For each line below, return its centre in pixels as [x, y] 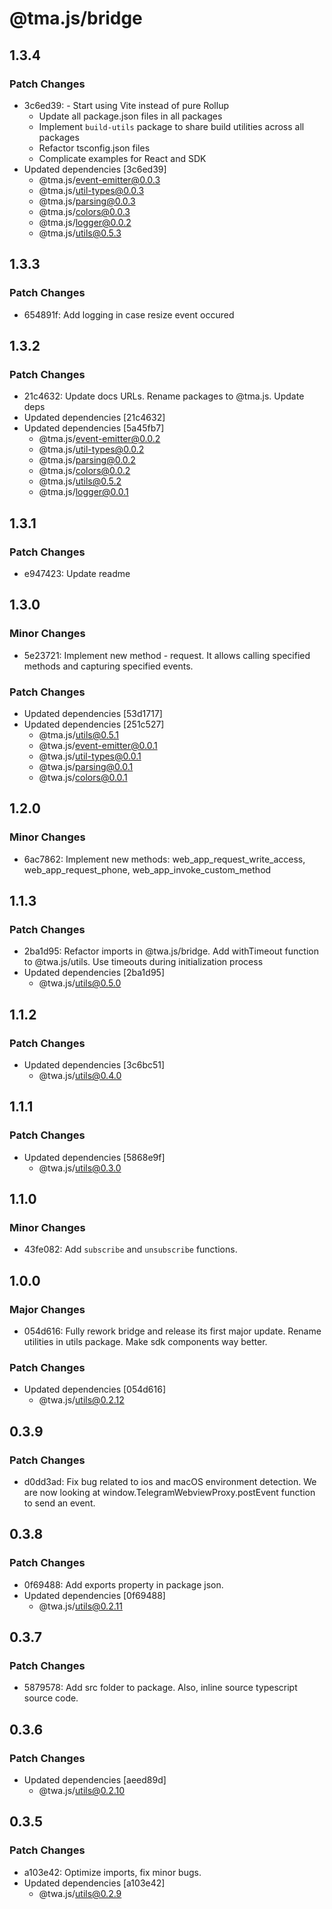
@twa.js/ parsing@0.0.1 [86, 766]
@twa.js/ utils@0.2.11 [80, 1606]
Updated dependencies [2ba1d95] [94, 973]
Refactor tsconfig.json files [94, 148]
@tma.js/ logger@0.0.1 [83, 492]
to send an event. [59, 1503]
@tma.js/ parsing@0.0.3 [87, 201]
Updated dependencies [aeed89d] [95, 1780]
